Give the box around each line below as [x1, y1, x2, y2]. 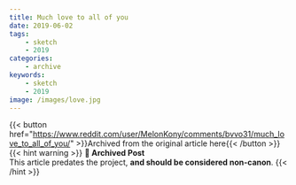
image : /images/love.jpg [9, 95, 101, 104]
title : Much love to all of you [9, 12, 129, 22]
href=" [9, 129, 34, 140]
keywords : [9, 71, 46, 80]
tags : [9, 29, 29, 38]
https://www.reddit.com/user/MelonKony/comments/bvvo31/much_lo [32, 129, 285, 140]
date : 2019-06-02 [9, 21, 74, 30]
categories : [9, 54, 53, 63]
